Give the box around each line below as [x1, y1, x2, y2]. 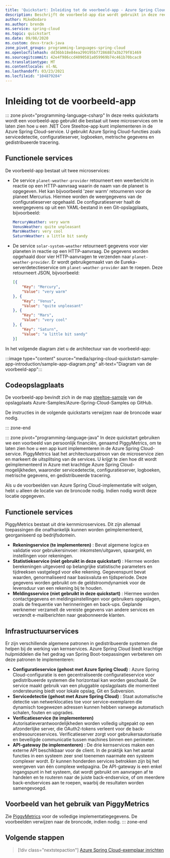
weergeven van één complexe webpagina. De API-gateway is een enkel [12, 763, 162, 770]
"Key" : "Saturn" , [22, 327, 59, 332]
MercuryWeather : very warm [12, 219, 70, 225]
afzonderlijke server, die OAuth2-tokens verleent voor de [12, 725, 132, 732]
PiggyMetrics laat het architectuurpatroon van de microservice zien [23, 451, 164, 457]
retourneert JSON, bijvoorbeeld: [12, 270, 80, 276]
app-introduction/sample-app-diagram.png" [5, 361, 98, 367]
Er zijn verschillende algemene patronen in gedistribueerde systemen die [5, 640, 158, 646]
